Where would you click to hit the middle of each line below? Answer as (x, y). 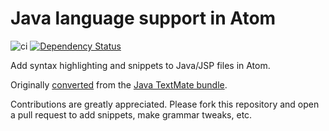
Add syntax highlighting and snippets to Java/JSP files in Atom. (140, 65)
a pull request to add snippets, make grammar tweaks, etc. (131, 114)
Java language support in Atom (143, 18)
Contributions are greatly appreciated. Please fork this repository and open (165, 104)
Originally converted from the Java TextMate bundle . (119, 84)
